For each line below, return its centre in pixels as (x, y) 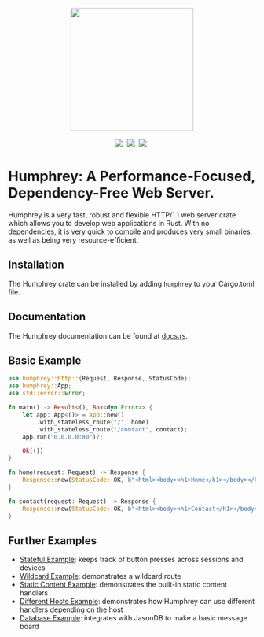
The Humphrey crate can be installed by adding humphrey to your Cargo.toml (131, 283)
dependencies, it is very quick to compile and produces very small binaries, (130, 231)
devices (32, 568)
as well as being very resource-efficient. (73, 239)
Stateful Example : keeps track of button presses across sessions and (131, 560)
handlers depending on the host (71, 609)
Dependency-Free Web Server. (111, 193)
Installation (36, 265)
